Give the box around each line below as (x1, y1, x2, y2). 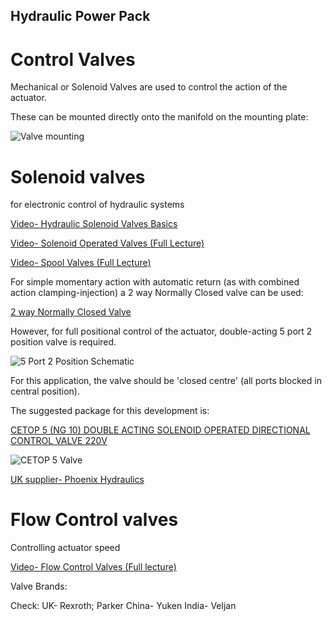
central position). (10, 385, 80, 398)
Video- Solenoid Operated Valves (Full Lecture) (10, 237, 205, 249)
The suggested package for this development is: (10, 405, 210, 417)
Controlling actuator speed (10, 542, 121, 554)
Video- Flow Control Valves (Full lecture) (10, 561, 177, 573)
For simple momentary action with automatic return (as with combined (10, 276, 300, 288)
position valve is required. (10, 336, 117, 348)
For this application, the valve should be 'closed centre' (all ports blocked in (10, 375, 322, 387)
